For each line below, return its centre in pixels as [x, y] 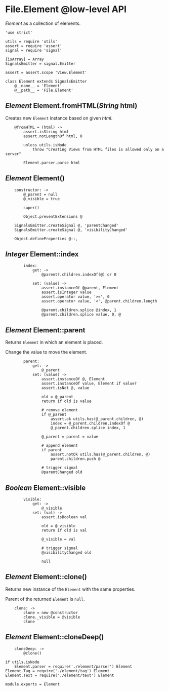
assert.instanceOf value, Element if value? [89, 383]
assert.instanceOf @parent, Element [80, 288]
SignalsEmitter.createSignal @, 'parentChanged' [67, 225]
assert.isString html [46, 132]
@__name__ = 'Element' [38, 86]
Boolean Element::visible [46, 488]
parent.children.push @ [75, 459]
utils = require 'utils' [31, 42]
